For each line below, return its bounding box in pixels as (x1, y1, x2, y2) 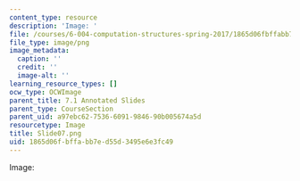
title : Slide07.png (9, 129, 82, 138)
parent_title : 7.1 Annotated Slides (9, 95, 146, 105)
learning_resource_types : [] (9, 79, 118, 88)
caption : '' (17, 54, 62, 63)
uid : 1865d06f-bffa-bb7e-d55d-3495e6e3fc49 (9, 137, 174, 146)
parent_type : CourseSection (9, 104, 114, 113)
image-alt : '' (17, 71, 70, 80)
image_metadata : (9, 46, 70, 55)
